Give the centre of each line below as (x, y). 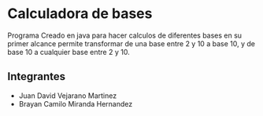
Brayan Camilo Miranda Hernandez (76, 103)
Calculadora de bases (80, 14)
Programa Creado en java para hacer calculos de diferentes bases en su (124, 35)
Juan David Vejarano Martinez (68, 96)
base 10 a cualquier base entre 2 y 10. (69, 52)
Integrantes (37, 76)
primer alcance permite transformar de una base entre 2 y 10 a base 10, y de (131, 43)
